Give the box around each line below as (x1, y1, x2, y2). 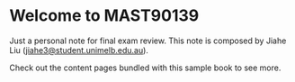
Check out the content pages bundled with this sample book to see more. (9, 62, 282, 73)
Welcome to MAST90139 (9, 5, 200, 26)
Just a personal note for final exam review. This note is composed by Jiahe (9, 35, 287, 46)
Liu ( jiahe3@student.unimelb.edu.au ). (9, 44, 148, 55)
